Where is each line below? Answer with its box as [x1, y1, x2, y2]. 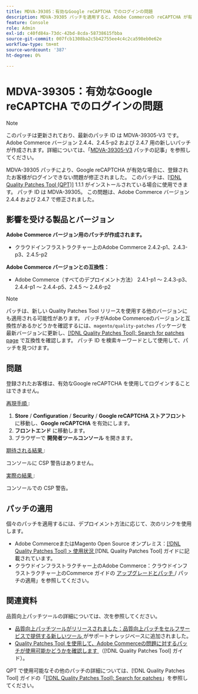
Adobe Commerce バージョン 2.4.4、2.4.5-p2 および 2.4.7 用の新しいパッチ [6, 139, 192, 146]
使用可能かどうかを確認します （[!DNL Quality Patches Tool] [25, 647, 171, 654]
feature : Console [6, 19, 49, 25]
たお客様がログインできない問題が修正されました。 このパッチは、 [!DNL [6, 173, 181, 180]
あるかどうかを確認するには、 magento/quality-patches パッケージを [21, 322, 187, 329]
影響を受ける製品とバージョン [6, 214, 115, 224]
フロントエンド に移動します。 [14, 427, 88, 434]
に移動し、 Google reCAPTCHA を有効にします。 [14, 419, 133, 427]
